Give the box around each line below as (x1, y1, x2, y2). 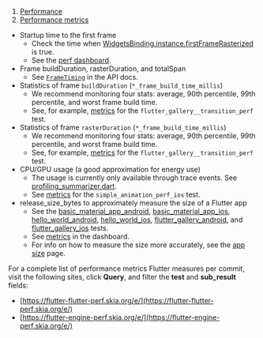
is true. (31, 47, 54, 56)
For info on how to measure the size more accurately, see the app (31, 240, 246, 250)
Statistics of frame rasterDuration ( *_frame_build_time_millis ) (19, 122, 227, 132)
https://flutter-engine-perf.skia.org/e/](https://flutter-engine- (22, 313, 220, 322)
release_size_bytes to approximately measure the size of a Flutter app (19, 198, 247, 208)
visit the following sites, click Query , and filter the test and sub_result (8, 272, 237, 281)
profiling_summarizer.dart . (31, 182, 117, 190)
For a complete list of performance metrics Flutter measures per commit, (8, 264, 245, 273)
